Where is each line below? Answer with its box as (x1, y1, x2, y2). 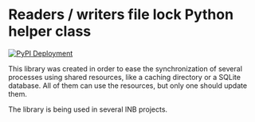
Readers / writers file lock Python (8, 6, 233, 24)
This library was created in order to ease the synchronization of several (8, 63, 243, 73)
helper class (8, 22, 92, 40)
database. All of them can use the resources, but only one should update (8, 81, 248, 90)
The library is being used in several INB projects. (8, 105, 168, 114)
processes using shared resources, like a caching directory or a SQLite (8, 72, 241, 82)
